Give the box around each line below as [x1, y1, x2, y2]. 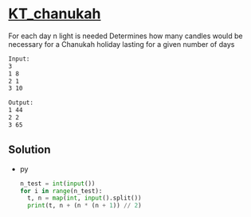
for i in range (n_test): [19, 187, 103, 195]
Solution [8, 143, 51, 157]
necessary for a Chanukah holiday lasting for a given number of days [8, 39, 235, 48]
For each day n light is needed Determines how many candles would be [8, 31, 243, 41]
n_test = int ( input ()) [19, 180, 96, 188]
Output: [8, 99, 34, 107]
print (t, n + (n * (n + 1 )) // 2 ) [27, 202, 142, 210]
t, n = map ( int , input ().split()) [27, 194, 142, 203]
